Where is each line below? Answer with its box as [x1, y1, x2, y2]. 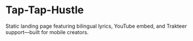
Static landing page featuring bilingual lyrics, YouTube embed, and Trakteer [5, 23, 187, 29]
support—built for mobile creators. [5, 28, 89, 35]
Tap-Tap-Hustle [5, 3, 84, 17]
